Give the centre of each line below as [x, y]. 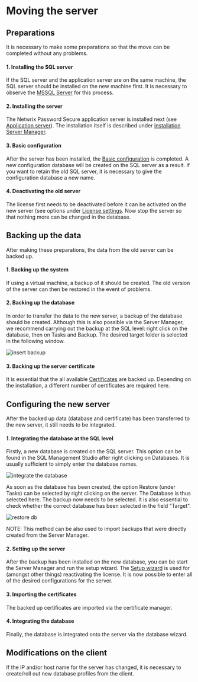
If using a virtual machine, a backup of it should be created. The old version [98, 283]
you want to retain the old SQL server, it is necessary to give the [84, 171]
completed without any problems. [47, 53]
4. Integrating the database [40, 621]
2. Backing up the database [40, 303]
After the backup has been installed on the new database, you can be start [97, 562]
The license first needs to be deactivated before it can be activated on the [96, 204]
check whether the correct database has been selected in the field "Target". [98, 506]
